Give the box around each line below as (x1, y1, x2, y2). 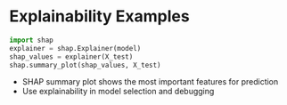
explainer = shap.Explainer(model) (9, 44, 142, 52)
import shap (9, 36, 53, 44)
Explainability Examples (9, 6, 190, 27)
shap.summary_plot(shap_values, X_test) (9, 61, 162, 69)
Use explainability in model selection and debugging (21, 86, 215, 97)
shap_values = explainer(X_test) (9, 52, 134, 61)
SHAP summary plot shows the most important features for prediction (21, 77, 279, 87)
